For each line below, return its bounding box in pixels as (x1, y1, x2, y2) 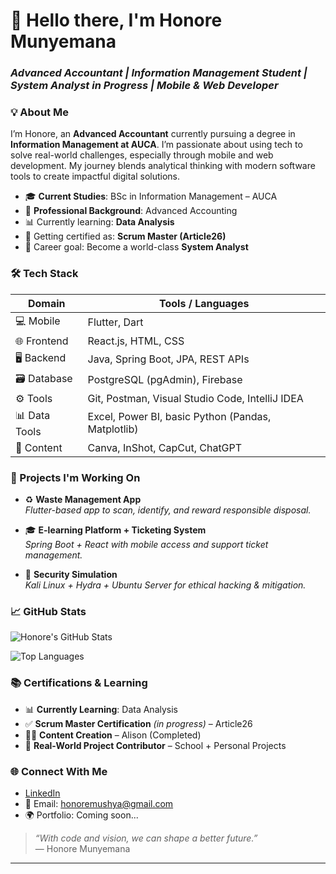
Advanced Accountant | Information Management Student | (10, 66, 308, 80)
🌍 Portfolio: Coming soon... (24, 809, 139, 821)
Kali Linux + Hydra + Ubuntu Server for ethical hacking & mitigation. (24, 579, 307, 591)
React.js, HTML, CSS (87, 334, 185, 348)
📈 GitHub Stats (10, 604, 87, 618)
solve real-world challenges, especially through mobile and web (10, 149, 274, 161)
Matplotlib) (87, 422, 139, 436)
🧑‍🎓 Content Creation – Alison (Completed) (24, 729, 202, 741)
